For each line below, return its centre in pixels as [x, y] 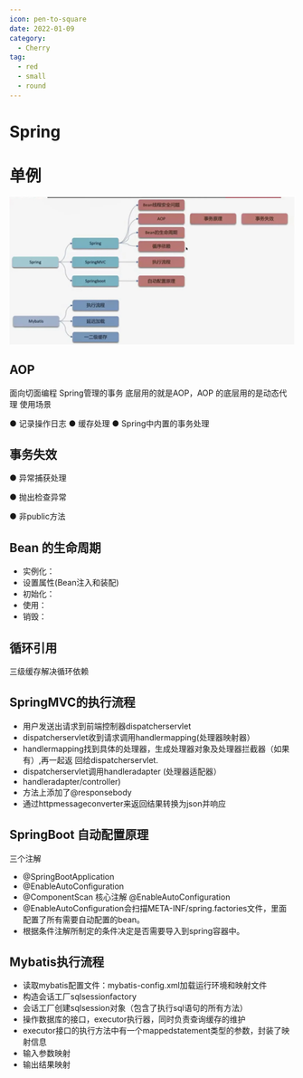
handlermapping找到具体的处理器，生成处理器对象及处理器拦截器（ [148, 749]
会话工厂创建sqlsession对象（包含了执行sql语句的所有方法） [135, 1008]
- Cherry [34, 48]
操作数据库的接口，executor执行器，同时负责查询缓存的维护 [134, 1019]
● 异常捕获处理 [38, 478]
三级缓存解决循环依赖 [49, 671]
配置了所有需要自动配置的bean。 [83, 920]
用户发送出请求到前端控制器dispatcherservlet [107, 726]
